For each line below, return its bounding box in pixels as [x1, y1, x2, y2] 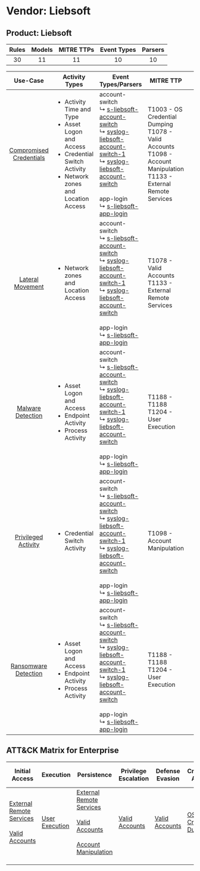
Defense [155, 767, 180, 775]
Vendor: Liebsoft [6, 4, 91, 18]
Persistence [77, 770, 112, 779]
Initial [14, 767, 31, 775]
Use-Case [14, 76, 45, 85]
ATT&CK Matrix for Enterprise [6, 745, 119, 755]
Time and [64, 106, 91, 113]
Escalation [118, 774, 149, 782]
